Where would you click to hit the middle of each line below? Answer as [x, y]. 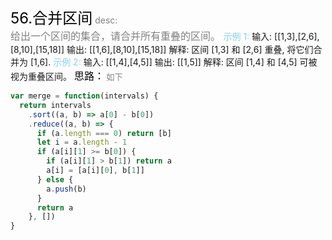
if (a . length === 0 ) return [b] [104, 133]
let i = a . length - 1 [82, 142]
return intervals [55, 105]
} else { [55, 179]
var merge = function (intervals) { [84, 96]
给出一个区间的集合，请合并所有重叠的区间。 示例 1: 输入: [141, 36]
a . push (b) [66, 189]
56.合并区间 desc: [64, 18]
